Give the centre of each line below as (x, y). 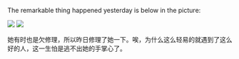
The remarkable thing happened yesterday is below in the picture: (104, 10)
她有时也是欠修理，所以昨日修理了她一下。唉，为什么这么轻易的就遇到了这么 (120, 39)
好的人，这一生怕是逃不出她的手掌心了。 (67, 48)
